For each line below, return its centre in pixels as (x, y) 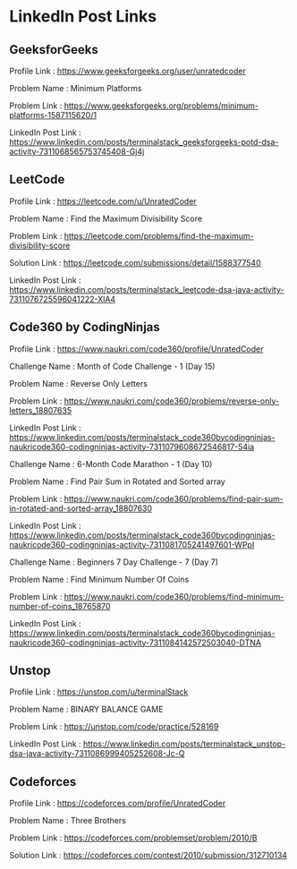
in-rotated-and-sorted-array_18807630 (81, 508)
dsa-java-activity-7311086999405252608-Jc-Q (97, 754)
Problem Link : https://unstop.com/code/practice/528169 (114, 727)
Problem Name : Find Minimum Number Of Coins (99, 579)
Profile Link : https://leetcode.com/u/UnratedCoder (103, 201)
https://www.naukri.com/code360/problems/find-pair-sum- (174, 498)
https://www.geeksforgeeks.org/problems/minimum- (161, 106)
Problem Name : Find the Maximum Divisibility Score (106, 218)
